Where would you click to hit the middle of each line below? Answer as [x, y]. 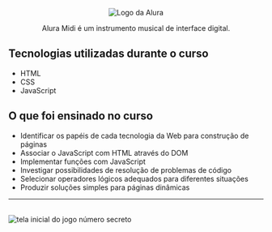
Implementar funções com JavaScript [83, 161]
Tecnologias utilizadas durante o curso [108, 54]
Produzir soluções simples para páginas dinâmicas [105, 187]
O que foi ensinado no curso [81, 116]
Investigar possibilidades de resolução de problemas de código [126, 170]
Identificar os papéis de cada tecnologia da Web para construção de [134, 135]
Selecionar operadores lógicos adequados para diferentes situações [134, 178]
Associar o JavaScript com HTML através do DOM [104, 153]
